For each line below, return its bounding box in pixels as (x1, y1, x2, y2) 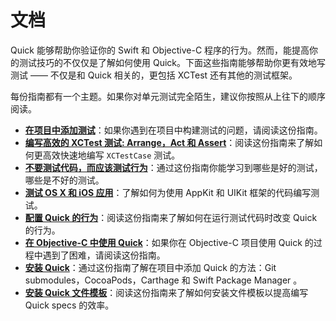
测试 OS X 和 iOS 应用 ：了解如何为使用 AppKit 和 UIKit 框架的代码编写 (24, 186, 312, 198)
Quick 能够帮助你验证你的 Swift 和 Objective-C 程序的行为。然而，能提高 (10, 44, 310, 56)
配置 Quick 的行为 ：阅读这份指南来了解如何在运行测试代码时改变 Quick (24, 211, 318, 223)
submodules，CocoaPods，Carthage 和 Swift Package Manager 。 (24, 274, 303, 286)
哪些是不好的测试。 (24, 174, 105, 186)
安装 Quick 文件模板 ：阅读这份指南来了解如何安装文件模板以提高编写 (24, 286, 309, 298)
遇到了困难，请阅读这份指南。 (42, 249, 166, 261)
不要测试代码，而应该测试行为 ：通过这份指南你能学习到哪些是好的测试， (24, 161, 323, 173)
